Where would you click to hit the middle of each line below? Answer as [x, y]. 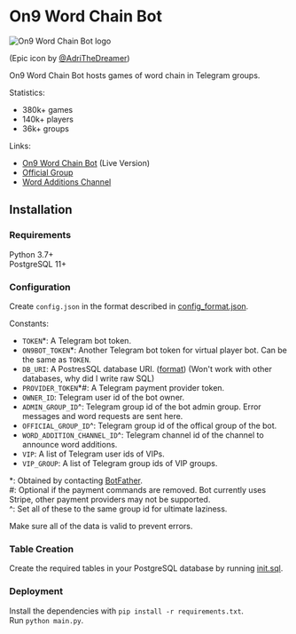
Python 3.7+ [31, 254]
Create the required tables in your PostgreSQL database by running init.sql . [146, 568]
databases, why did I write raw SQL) [88, 378]
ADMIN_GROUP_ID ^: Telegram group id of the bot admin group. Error [141, 407]
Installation [41, 210]
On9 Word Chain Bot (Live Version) [86, 162]
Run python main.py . [47, 620]
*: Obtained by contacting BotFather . [76, 480]
